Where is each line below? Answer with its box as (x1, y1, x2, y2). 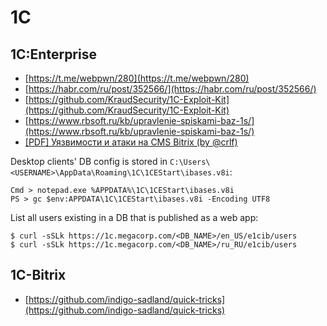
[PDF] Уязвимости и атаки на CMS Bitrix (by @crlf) (24, 136, 238, 148)
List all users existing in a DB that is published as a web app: (10, 212, 259, 223)
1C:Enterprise (10, 46, 97, 63)
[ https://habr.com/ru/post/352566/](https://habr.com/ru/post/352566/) (24, 83, 317, 95)
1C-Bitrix (10, 267, 67, 284)
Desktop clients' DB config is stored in (10, 156, 168, 167)
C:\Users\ (169, 157, 211, 167)
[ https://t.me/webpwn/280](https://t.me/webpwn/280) (24, 72, 250, 84)
